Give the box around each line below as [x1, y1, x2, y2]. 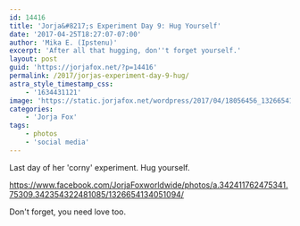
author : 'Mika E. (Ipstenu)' [9, 38, 118, 47]
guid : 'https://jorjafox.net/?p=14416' [9, 63, 158, 72]
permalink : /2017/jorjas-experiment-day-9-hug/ [9, 71, 190, 80]
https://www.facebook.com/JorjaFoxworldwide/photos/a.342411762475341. [9, 180, 288, 190]
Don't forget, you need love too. [9, 206, 127, 217]
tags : [9, 121, 29, 130]
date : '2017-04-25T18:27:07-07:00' [9, 29, 142, 38]
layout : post [9, 54, 58, 63]
